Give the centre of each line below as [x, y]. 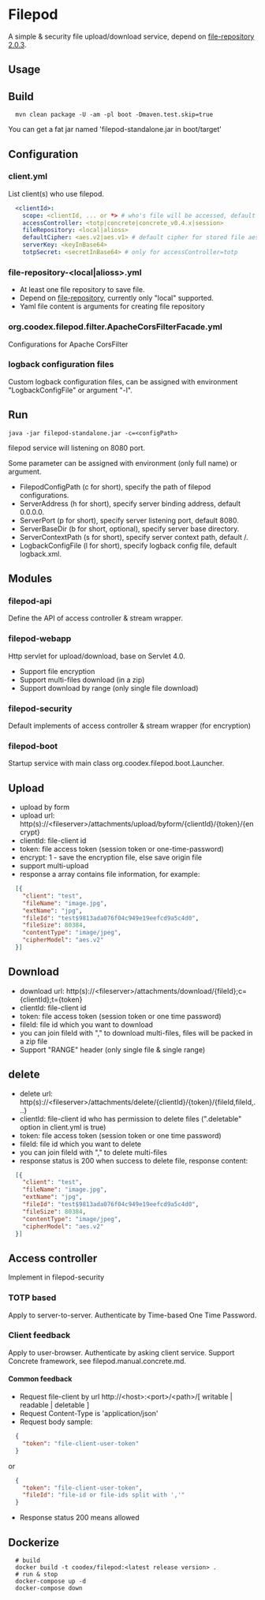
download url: [42, 991]
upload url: [37, 815]
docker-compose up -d [51, 1581]
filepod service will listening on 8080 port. [77, 448]
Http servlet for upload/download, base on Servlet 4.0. [97, 656]
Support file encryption [57, 671]
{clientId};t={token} [51, 999]
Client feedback [39, 1336]
